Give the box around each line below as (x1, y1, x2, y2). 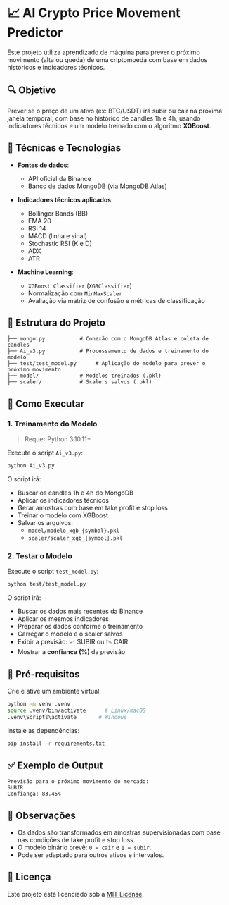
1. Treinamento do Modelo (7, 419, 98, 429)
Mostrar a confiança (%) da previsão (17, 648, 126, 656)
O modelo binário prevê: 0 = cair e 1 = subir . (17, 843, 152, 852)
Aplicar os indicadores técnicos (17, 495, 109, 504)
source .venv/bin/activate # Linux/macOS (7, 707, 146, 714)
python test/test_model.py (7, 581, 86, 588)
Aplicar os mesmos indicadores (17, 615, 109, 623)
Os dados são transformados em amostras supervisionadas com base (17, 828, 221, 837)
